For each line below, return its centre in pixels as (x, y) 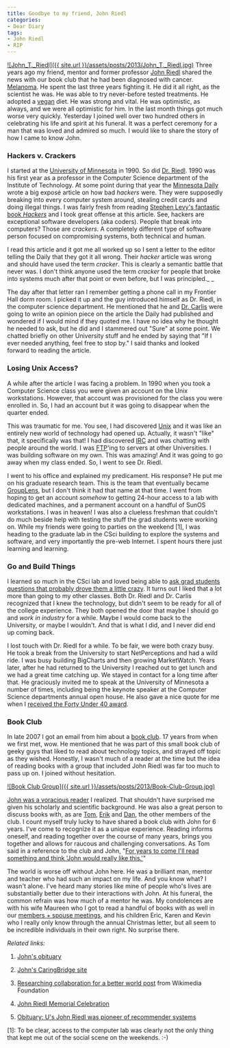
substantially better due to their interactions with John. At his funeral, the (110, 893)
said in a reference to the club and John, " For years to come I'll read (103, 851)
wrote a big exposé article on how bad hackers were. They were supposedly (115, 192)
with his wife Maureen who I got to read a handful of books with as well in (111, 908)
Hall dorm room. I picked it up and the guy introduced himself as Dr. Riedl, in (115, 299)
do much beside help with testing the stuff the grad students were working (112, 519)
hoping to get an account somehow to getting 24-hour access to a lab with (113, 497)
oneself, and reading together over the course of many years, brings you (110, 836)
